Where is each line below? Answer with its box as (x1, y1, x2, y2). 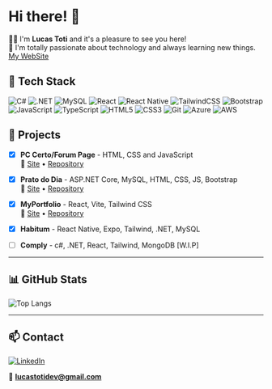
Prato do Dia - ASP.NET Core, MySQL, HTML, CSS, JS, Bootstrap (19, 174, 238, 184)
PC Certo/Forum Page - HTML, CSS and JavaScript (19, 150, 193, 159)
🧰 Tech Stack (8, 74, 76, 88)
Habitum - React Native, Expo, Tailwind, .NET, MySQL (19, 224, 201, 234)
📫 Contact (8, 331, 65, 345)
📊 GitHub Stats (8, 273, 87, 286)
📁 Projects (8, 129, 62, 142)
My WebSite (8, 51, 49, 61)
